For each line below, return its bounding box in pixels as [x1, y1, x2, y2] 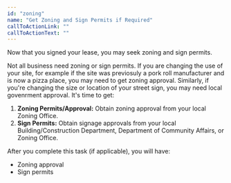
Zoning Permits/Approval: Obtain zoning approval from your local [17, 104, 206, 113]
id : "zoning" [7, 10, 45, 17]
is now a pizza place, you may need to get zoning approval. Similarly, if [7, 77, 210, 85]
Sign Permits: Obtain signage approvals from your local [17, 119, 176, 128]
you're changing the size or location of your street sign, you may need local [7, 84, 223, 92]
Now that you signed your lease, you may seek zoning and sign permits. [7, 48, 212, 57]
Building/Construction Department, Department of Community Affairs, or [17, 126, 225, 135]
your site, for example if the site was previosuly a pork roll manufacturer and [7, 69, 225, 77]
